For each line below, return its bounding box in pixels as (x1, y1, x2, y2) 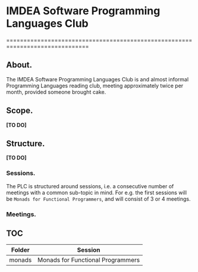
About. (6, 60, 33, 70)
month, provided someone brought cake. (6, 88, 106, 96)
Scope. (6, 106, 33, 116)
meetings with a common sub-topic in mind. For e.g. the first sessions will (6, 189, 187, 196)
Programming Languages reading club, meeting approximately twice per (6, 82, 184, 89)
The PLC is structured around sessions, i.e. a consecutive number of (6, 182, 174, 189)
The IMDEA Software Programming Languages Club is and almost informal (6, 75, 189, 83)
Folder (11, 246, 30, 254)
